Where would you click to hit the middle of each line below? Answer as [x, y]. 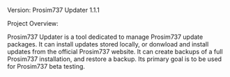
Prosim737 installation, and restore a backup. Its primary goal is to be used [114, 59]
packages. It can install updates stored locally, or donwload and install [108, 44]
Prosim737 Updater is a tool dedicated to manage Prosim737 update [105, 37]
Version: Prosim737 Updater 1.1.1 [53, 10]
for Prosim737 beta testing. [46, 66]
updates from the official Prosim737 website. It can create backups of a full [115, 52]
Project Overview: [33, 23]
